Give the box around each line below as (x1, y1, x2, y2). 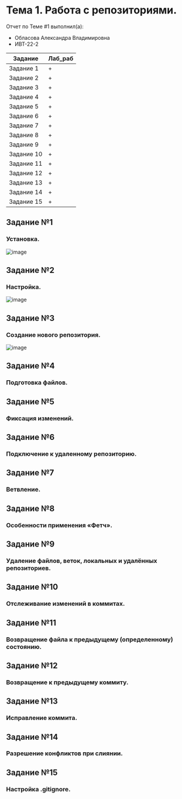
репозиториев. (6, 564, 51, 572)
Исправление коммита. (6, 714, 78, 722)
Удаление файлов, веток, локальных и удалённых (6, 556, 157, 565)
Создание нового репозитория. (6, 330, 101, 339)
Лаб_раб (47, 54, 74, 62)
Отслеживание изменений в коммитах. (6, 600, 125, 608)
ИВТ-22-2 (14, 40, 39, 47)
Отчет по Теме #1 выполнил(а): (6, 23, 84, 30)
